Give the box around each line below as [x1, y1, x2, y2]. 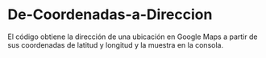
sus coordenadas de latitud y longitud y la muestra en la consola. [7, 40, 223, 49]
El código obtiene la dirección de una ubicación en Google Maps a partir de [7, 32, 258, 41]
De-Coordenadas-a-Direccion [7, 6, 213, 24]
